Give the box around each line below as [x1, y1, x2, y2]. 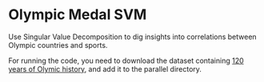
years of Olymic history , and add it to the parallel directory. [8, 64, 202, 73]
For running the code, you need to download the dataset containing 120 [8, 56, 244, 65]
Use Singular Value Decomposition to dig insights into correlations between [8, 32, 258, 41]
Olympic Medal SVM [8, 6, 147, 24]
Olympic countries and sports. [8, 40, 108, 49]
